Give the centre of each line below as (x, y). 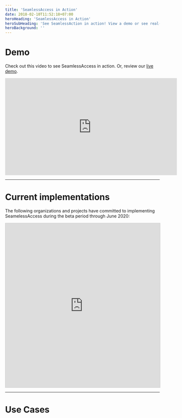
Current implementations (57, 197)
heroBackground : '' (25, 28)
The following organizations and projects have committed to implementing (80, 211)
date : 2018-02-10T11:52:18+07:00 (39, 14)
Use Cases (27, 410)
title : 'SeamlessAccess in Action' (41, 10)
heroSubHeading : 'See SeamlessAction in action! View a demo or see (77, 23)
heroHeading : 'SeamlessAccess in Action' (48, 19)
